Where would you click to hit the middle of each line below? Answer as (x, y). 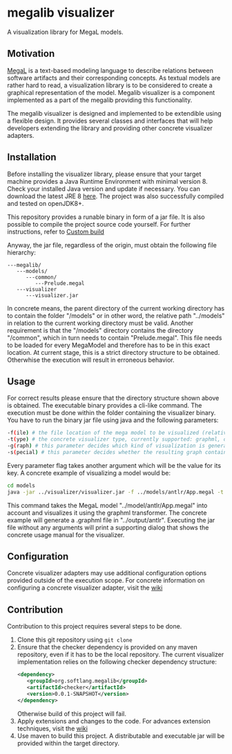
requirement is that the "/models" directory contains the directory (100, 330)
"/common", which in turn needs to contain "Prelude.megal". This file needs (115, 337)
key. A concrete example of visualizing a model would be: (89, 473)
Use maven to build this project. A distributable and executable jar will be (121, 735)
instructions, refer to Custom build (56, 231)
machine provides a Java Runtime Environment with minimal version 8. (108, 181)
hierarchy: (21, 252)
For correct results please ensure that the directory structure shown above (113, 398)
